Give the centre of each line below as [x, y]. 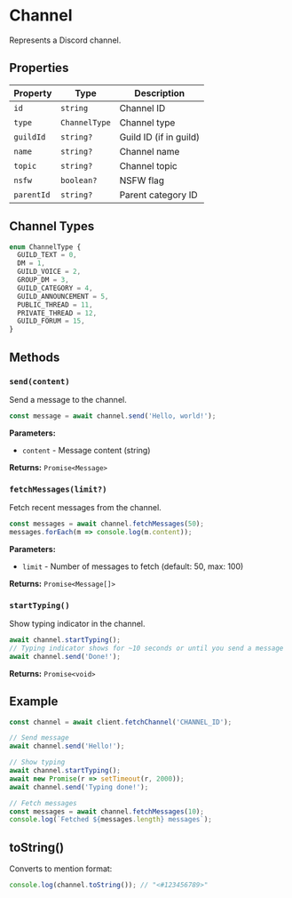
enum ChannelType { [45, 247]
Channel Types [52, 226]
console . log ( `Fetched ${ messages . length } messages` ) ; [111, 820]
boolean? [79, 180]
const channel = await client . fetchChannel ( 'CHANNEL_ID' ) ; [121, 722]
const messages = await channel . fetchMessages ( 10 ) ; [107, 811]
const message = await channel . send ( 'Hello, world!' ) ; [113, 416]
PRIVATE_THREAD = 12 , [57, 313]
